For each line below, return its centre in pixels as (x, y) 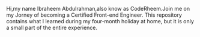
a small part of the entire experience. (52, 27)
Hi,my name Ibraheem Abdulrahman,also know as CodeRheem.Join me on (98, 9)
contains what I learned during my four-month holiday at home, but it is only (100, 21)
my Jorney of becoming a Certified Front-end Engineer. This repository (94, 15)
